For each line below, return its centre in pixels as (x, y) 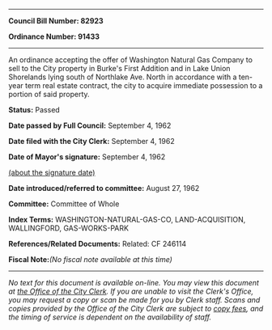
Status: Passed (34, 110)
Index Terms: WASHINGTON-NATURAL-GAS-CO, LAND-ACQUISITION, (127, 220)
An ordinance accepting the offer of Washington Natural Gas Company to (131, 60)
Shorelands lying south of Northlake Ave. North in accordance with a (123, 77)
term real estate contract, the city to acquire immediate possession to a (144, 85)
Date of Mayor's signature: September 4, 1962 (87, 157)
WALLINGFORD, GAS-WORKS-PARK (69, 228)
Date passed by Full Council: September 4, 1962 (90, 125)
